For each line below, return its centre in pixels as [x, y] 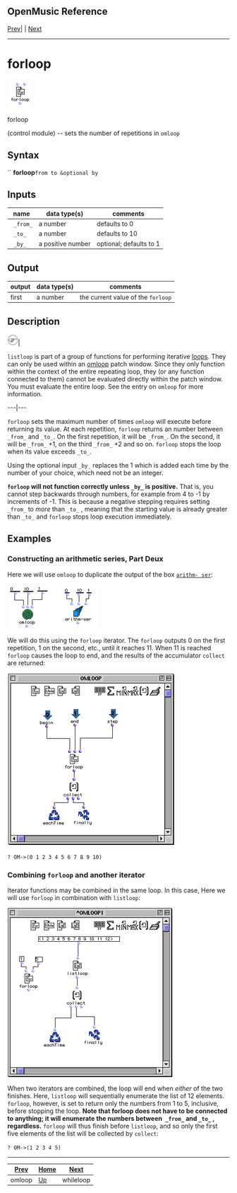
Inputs [22, 194]
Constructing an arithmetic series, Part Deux [85, 559]
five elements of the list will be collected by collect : [83, 1133]
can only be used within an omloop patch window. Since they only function [116, 364]
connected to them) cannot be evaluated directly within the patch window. [115, 379]
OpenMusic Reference [57, 12]
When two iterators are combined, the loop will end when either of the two [115, 1088]
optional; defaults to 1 [128, 243]
